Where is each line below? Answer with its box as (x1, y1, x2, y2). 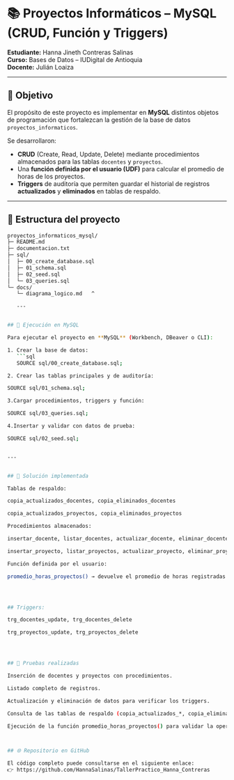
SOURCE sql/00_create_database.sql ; (16, 359, 123, 366)
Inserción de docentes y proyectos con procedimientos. (7, 673, 173, 680)
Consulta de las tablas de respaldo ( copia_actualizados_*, (7, 710, 186, 717)
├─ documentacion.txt (7, 245, 70, 252)
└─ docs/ (7, 283, 33, 291)
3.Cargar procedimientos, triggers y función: (7, 398, 145, 405)
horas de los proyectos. (17, 172, 86, 180)
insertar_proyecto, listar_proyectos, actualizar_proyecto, (7, 547, 186, 554)
